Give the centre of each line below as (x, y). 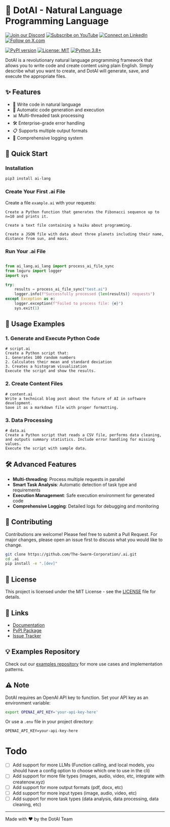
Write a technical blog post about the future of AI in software (75, 399)
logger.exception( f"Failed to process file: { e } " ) (69, 304)
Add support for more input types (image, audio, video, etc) (75, 793)
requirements (26, 490)
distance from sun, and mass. (37, 238)
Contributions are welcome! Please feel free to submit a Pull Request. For (81, 534)
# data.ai (16, 431)
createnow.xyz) (29, 782)
